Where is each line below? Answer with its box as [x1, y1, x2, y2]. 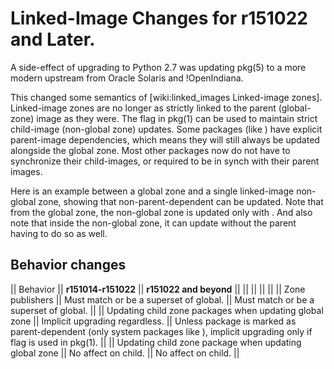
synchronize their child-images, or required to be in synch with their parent [10, 155, 320, 167]
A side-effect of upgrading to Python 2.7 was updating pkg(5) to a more [10, 61, 307, 73]
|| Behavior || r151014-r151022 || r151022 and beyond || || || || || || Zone [10, 283, 306, 295]
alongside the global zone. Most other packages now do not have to [10, 144, 291, 156]
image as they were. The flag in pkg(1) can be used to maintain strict [36, 112, 318, 124]
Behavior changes [10, 257, 127, 274]
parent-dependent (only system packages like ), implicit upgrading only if [10, 325, 313, 337]
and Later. [10, 28, 96, 51]
